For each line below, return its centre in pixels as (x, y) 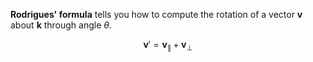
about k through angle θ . (61, 25)
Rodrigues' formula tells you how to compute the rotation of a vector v (156, 14)
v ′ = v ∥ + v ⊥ (168, 46)
